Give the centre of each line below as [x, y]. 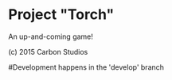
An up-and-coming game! [51, 36]
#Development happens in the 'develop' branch [86, 67]
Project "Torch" [61, 15]
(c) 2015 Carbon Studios [48, 51]
